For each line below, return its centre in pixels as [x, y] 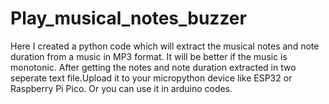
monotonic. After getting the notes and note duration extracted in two [153, 67]
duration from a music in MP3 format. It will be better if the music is [149, 56]
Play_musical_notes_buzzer [128, 18]
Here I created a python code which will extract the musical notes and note [165, 46]
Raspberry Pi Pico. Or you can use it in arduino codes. [121, 88]
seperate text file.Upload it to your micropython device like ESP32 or [151, 78]
